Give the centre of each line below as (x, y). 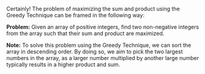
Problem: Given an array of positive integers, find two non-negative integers (103, 27)
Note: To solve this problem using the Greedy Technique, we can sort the (99, 45)
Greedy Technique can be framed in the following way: (76, 15)
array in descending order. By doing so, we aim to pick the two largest (95, 52)
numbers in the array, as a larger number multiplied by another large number (102, 58)
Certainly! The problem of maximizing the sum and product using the (93, 9)
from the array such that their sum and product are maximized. (85, 33)
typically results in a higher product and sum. (63, 64)
